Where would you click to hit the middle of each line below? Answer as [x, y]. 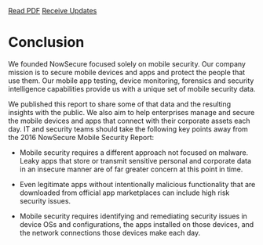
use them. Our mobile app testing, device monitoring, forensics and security [131, 81]
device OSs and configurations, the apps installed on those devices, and [137, 224]
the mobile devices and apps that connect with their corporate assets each [129, 121]
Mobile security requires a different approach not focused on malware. [134, 152]
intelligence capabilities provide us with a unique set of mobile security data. [132, 88]
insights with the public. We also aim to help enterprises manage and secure [131, 112]
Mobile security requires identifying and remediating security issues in [133, 216]
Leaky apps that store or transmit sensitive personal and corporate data [135, 160]
